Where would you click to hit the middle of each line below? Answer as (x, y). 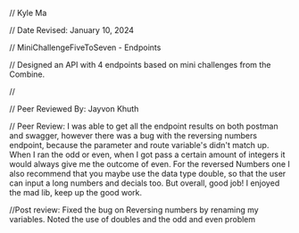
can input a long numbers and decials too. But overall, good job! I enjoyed (145, 183)
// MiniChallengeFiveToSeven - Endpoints (85, 47)
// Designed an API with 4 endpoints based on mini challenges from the (140, 65)
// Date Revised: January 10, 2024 (72, 30)
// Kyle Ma (28, 13)
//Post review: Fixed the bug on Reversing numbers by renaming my (134, 210)
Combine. (27, 74)
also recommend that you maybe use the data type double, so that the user (148, 174)
